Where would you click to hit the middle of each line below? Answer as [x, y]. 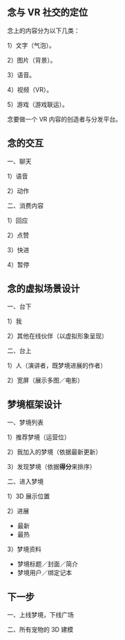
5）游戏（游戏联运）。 [38, 104]
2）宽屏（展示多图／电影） [46, 380]
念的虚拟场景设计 [44, 289]
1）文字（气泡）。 [31, 45]
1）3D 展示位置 [29, 496]
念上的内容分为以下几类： [44, 31]
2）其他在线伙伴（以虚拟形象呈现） [58, 336]
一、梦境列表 [25, 422]
